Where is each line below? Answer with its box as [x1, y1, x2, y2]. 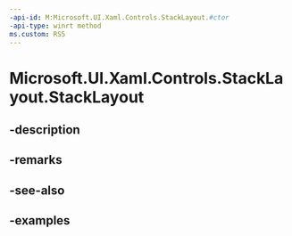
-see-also [9, 183, 65, 198]
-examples [9, 213, 71, 228]
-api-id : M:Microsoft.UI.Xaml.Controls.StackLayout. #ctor [9, 12, 229, 22]
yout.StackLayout [9, 86, 145, 107]
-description [9, 122, 80, 137]
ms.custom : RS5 [9, 29, 66, 38]
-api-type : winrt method [9, 21, 102, 30]
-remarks [9, 152, 63, 167]
